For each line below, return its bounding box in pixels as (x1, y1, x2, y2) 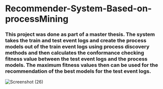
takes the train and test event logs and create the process (5, 37, 147, 44)
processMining (5, 13, 68, 25)
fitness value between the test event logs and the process (5, 56, 148, 62)
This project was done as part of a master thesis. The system (5, 31, 155, 38)
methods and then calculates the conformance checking (5, 50, 145, 57)
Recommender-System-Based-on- (5, 3, 152, 14)
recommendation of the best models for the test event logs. (5, 68, 151, 75)
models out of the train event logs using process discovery (5, 43, 150, 50)
